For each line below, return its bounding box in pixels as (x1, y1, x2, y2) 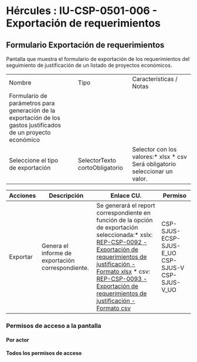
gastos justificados (9, 121, 62, 129)
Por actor (6, 336, 29, 343)
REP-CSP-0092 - (96, 238, 148, 246)
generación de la (9, 107, 56, 114)
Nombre (9, 79, 32, 86)
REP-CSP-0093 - (96, 275, 148, 283)
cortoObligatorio (78, 164, 123, 171)
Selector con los (131, 146, 177, 153)
